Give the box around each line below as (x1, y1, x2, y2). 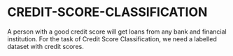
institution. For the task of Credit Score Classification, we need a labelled (7, 34, 217, 43)
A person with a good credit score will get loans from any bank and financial (7, 27, 227, 36)
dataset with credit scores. (7, 42, 84, 50)
